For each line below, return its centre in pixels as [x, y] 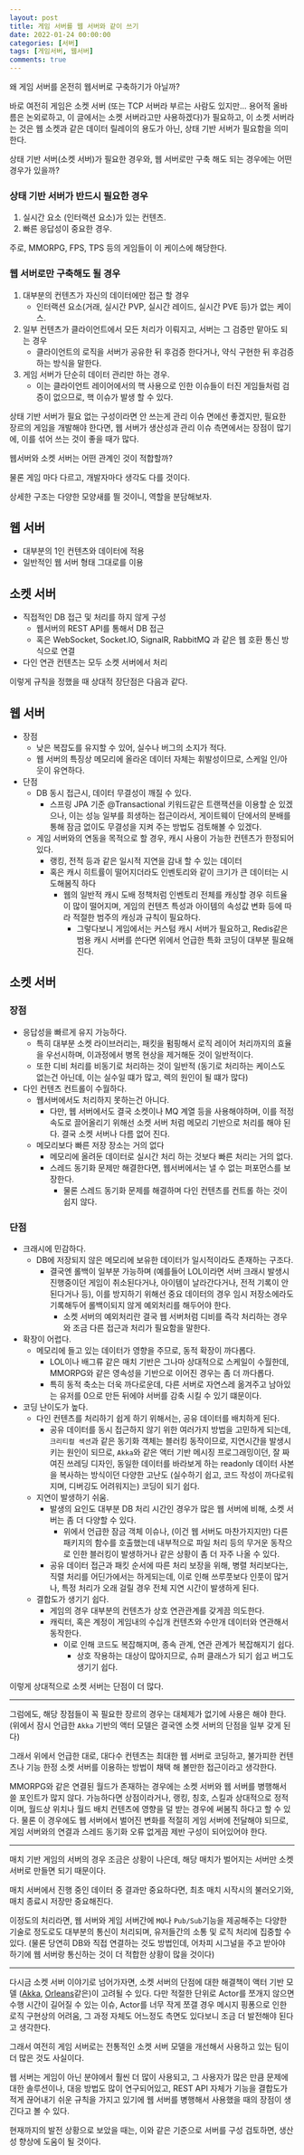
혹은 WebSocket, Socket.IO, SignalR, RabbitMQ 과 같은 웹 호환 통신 [158, 640]
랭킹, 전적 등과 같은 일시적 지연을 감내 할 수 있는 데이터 [146, 861]
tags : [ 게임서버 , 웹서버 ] [52, 52]
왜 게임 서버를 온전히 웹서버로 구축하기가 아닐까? [95, 86]
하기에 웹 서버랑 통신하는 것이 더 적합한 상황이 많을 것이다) [112, 1954]
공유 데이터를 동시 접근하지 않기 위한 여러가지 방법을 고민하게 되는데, [170, 1429]
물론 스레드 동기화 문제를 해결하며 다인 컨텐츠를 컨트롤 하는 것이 [175, 1190]
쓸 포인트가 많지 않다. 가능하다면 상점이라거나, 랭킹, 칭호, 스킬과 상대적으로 [141, 1798]
